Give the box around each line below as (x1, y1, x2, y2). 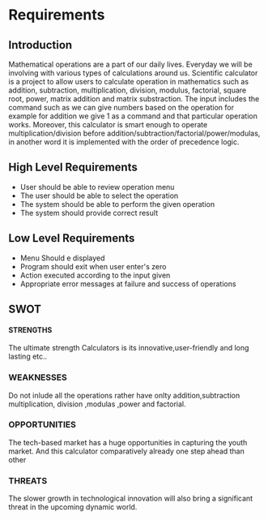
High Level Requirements (8, 161, 138, 174)
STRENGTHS (8, 324, 53, 334)
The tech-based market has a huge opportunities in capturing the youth (8, 437, 248, 447)
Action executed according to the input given (19, 270, 171, 280)
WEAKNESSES (8, 372, 67, 383)
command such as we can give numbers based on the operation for (8, 103, 235, 112)
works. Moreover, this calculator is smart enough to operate (8, 120, 208, 129)
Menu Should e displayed (19, 253, 105, 263)
